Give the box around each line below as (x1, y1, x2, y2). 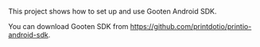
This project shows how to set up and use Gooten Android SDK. (8, 7, 217, 16)
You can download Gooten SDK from (8, 22, 129, 31)
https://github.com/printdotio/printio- (130, 22, 252, 31)
